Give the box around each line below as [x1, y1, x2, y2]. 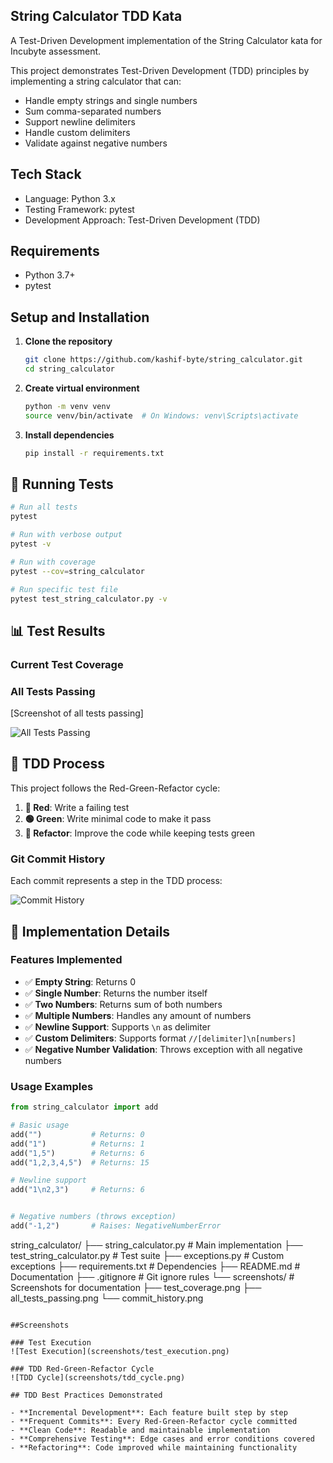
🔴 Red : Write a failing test [24, 801, 130, 813]
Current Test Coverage [10, 657, 124, 671]
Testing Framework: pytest [24, 203, 135, 215]
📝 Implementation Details [10, 923, 171, 940]
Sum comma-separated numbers [24, 105, 162, 117]
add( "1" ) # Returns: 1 [10, 1139, 145, 1149]
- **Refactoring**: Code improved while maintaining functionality [10, 1442, 298, 1453]
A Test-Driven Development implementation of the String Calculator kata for [10, 34, 323, 46]
